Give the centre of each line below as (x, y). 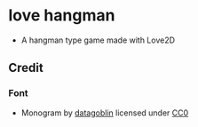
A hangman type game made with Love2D (98, 40)
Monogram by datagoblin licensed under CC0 (105, 113)
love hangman (62, 16)
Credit (26, 68)
